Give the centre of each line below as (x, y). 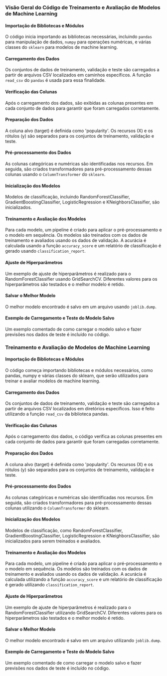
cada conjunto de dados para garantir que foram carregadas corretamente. (83, 442)
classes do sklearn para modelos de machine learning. (62, 47)
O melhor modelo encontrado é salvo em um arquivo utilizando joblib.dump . (83, 640)
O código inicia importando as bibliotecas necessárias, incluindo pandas (79, 37)
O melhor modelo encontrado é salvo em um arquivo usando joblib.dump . (81, 307)
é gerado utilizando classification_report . (50, 585)
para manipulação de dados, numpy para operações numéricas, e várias (78, 42)
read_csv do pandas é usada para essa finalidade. (56, 80)
